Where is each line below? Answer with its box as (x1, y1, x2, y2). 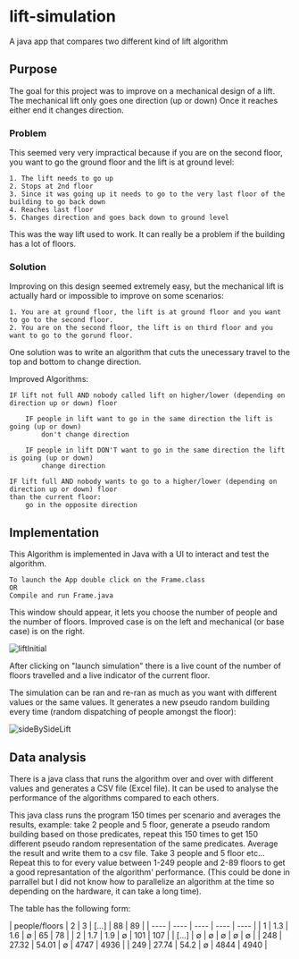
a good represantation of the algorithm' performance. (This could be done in (9, 866, 290, 878)
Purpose (9, 62, 58, 77)
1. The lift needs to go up (9, 174, 114, 183)
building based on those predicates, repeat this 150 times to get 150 (9, 828, 259, 839)
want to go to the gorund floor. (9, 331, 134, 341)
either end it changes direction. (9, 105, 124, 115)
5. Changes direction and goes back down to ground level (9, 213, 229, 223)
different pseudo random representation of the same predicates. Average (9, 838, 278, 849)
